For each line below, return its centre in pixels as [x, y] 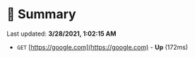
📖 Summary [41, 14]
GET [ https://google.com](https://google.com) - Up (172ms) [102, 47]
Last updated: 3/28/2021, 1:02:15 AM [61, 34]
